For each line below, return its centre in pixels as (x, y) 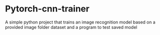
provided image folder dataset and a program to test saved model (71, 27)
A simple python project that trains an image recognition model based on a (80, 22)
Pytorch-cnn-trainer (47, 9)
